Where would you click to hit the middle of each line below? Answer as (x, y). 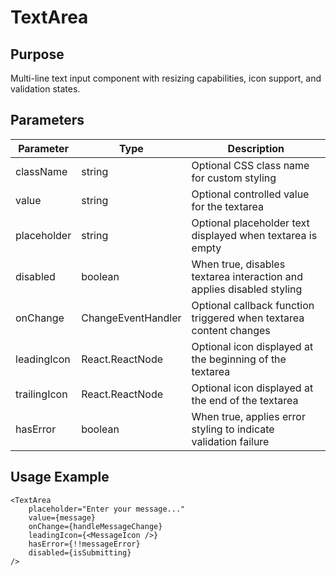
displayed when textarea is (254, 235)
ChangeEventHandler (131, 318)
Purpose (37, 54)
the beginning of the (239, 359)
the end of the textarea (245, 400)
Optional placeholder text (250, 223)
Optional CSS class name (250, 165)
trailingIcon (41, 394)
